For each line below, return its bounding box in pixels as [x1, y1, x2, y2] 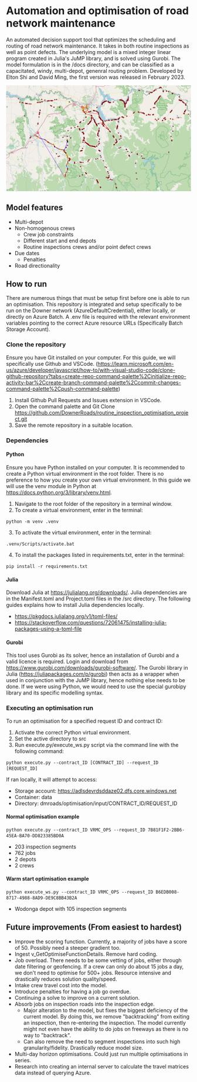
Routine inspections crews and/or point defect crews [23, 243, 151, 251]
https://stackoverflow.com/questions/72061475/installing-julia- [14, 619, 167, 626]
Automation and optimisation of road [6, 4, 189, 18]
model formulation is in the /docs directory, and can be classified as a [6, 61, 175, 68]
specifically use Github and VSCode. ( [6, 360, 98, 367]
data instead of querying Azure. [14, 1069, 91, 1076]
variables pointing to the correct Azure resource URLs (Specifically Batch [6, 319, 183, 327]
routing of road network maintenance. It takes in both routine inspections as [6, 42, 189, 49]
